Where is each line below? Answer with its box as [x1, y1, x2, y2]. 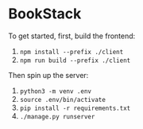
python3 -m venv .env [19, 87, 91, 96]
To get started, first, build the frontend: [8, 31, 136, 41]
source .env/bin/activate [19, 96, 106, 104]
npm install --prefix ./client [19, 48, 124, 56]
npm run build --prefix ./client [19, 57, 131, 64]
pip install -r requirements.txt [19, 104, 131, 112]
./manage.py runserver [19, 112, 95, 120]
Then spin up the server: [8, 70, 89, 80]
